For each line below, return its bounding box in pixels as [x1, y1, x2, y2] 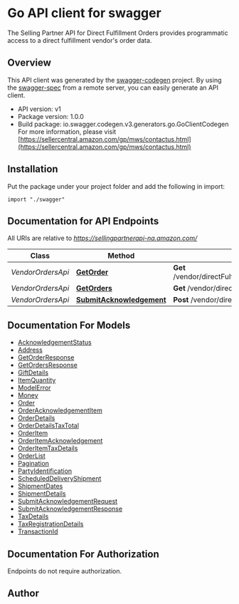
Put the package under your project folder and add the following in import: [7, 182, 225, 190]
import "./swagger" [7, 196, 65, 203]
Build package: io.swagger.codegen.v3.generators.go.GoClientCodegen [17, 120, 229, 128]
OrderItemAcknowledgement [17, 437, 103, 445]
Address [17, 345, 43, 354]
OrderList [17, 452, 46, 460]
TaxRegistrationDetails [17, 520, 84, 528]
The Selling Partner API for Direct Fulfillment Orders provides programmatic [7, 28, 229, 37]
